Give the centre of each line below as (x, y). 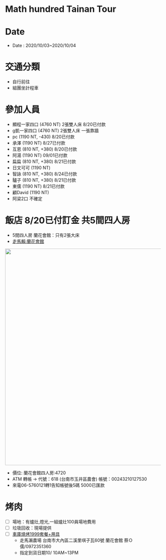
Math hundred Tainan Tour (61, 9)
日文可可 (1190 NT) (31, 168)
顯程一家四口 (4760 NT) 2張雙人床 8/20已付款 (59, 124)
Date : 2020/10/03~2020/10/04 (44, 46)
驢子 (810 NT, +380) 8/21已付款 (44, 180)
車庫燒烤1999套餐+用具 (36, 534)
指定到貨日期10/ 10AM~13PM (49, 553)
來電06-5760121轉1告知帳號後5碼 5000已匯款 (58, 485)
